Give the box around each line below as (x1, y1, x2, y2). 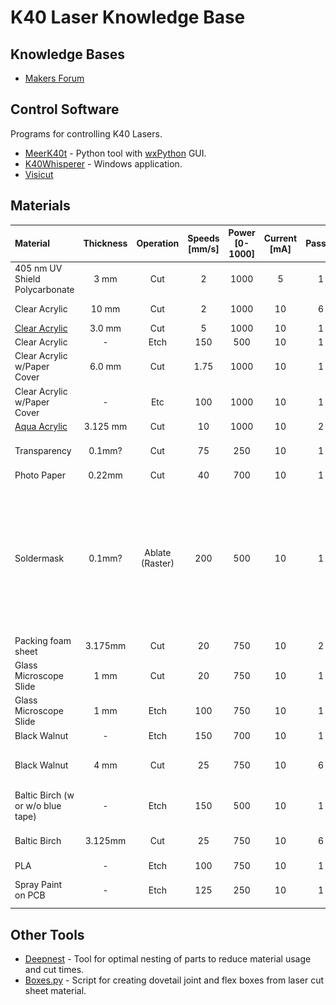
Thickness (83, 237, 128, 250)
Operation (136, 237, 180, 250)
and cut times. (24, 964, 85, 976)
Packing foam (14, 634, 72, 646)
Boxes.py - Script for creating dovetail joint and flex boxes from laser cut (24, 974, 325, 986)
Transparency (14, 445, 72, 457)
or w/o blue (14, 800, 62, 812)
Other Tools (10, 926, 85, 943)
